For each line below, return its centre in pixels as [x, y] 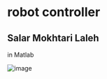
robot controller [54, 12]
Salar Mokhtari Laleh [53, 38]
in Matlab [21, 55]
